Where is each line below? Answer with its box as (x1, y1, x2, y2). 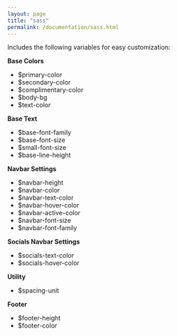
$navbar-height (17, 178, 64, 187)
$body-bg (17, 93, 48, 102)
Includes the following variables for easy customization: (7, 43, 171, 52)
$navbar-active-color (17, 209, 80, 217)
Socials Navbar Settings (7, 237, 80, 246)
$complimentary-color (17, 86, 84, 94)
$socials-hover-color (17, 259, 80, 267)
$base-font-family (17, 129, 72, 137)
